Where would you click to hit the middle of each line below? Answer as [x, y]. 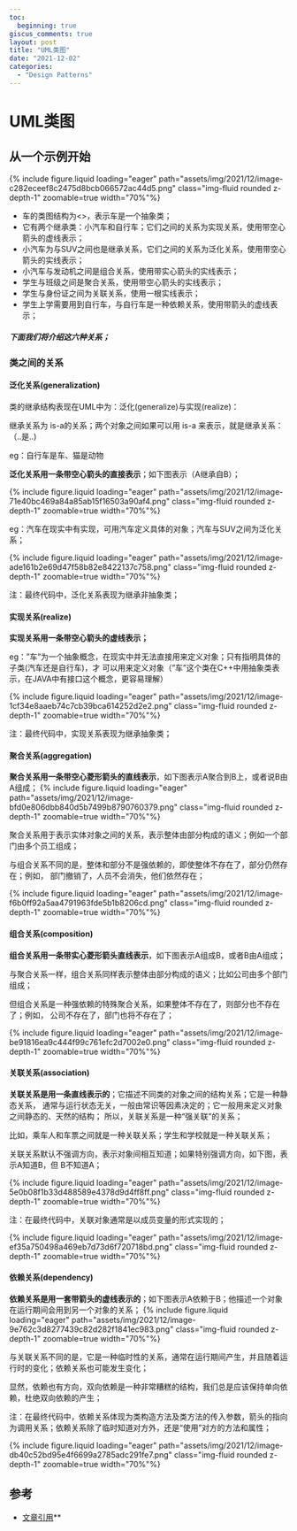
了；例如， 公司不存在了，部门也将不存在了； [91, 1015]
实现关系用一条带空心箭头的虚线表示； [79, 638]
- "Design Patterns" [55, 75]
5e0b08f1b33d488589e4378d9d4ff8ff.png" [89, 1192]
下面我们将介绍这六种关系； [60, 337]
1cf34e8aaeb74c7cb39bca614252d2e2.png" [91, 706]
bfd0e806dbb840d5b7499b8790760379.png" [94, 807]
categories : [31, 67]
